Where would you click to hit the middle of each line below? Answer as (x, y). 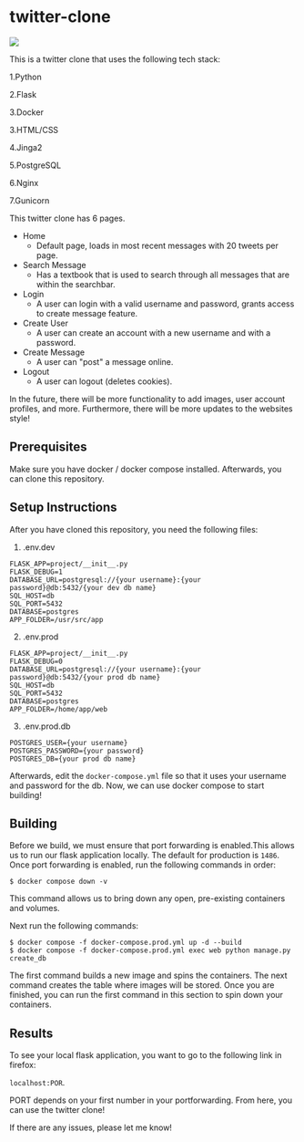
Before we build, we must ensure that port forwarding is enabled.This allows (152, 846)
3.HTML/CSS (34, 130)
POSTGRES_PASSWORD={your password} (77, 751)
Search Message (54, 265)
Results (31, 1033)
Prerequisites (48, 447)
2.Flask (23, 94)
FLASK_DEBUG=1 (36, 572)
